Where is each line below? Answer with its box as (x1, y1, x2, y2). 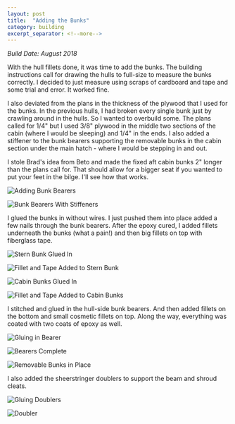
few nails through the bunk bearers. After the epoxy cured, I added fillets (7, 222, 218, 230)
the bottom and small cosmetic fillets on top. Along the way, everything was (7, 312, 227, 321)
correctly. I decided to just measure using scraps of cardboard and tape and (7, 78, 229, 87)
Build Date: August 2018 (7, 49, 77, 58)
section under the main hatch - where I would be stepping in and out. (7, 144, 208, 152)
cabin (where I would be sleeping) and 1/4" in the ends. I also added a (7, 129, 210, 138)
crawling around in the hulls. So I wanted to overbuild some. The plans (7, 114, 211, 123)
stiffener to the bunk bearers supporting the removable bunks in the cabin (7, 137, 222, 145)
